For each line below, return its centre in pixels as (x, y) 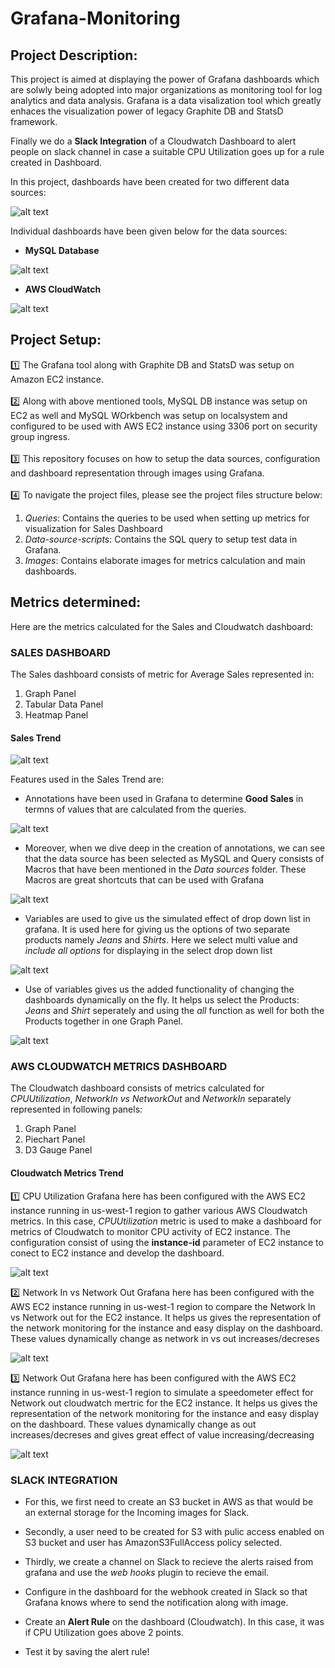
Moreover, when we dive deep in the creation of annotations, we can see (175, 848)
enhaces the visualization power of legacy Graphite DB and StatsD (147, 111)
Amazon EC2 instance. (57, 379)
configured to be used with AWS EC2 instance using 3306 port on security (164, 426)
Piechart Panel (55, 1139)
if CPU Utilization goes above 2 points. (104, 1632)
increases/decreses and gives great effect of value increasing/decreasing (162, 1434)
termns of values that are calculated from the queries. (135, 809)
